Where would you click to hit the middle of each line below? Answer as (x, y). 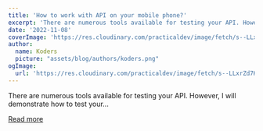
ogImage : (22, 66)
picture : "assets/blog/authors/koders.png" (87, 59)
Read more (26, 119)
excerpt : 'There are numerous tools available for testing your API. (124, 23)
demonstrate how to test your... (59, 104)
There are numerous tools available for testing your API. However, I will (122, 95)
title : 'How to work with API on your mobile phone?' (98, 15)
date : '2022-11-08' (40, 30)
